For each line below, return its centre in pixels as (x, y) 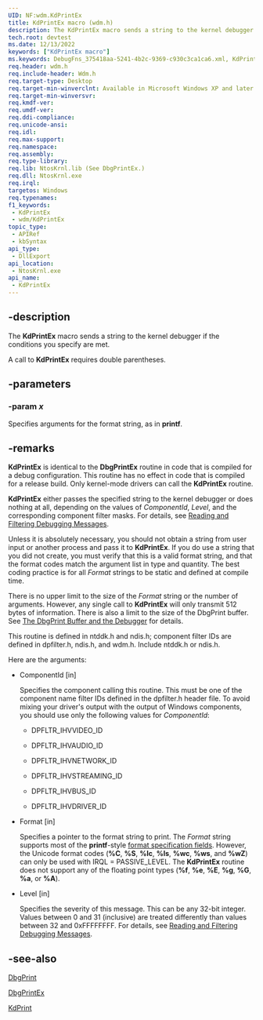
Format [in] (37, 821)
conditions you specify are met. (59, 344)
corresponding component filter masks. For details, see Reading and (119, 515)
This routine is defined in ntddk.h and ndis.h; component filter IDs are (120, 636)
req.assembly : (31, 154)
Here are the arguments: (47, 660)
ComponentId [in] (48, 675)
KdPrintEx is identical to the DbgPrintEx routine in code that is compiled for (130, 467)
